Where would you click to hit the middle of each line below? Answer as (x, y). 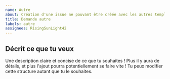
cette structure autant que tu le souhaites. (49, 71)
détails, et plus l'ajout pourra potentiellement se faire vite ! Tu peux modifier (84, 66)
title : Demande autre (28, 19)
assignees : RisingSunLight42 (36, 28)
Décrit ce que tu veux (40, 49)
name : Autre (18, 10)
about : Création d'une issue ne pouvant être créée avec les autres (79, 14)
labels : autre (20, 24)
